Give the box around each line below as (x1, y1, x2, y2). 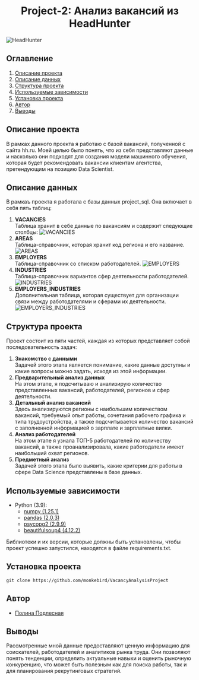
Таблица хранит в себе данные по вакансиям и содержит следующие (14, 223, 193, 230)
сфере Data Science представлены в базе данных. (14, 469, 143, 476)
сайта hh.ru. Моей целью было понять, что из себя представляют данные (6, 147, 194, 154)
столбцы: (14, 228, 39, 236)
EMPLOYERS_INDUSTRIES (14, 285, 81, 293)
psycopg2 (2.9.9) (23, 520, 67, 528)
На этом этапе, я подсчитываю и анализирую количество (14, 380, 162, 387)
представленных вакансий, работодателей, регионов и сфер (14, 387, 170, 394)
